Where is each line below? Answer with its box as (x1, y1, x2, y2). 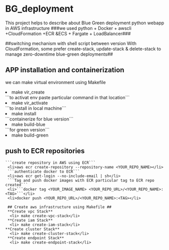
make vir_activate (12, 100, 48, 106)
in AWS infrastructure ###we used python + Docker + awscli (5, 25, 132, 31)
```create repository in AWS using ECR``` (5, 160, 96, 165)
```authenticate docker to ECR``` (7, 169, 80, 174)
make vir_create (12, 89, 45, 95)
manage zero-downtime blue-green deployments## (5, 51, 114, 57)
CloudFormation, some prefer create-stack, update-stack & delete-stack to (5, 46, 161, 52)
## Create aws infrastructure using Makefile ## (7, 204, 112, 210)
